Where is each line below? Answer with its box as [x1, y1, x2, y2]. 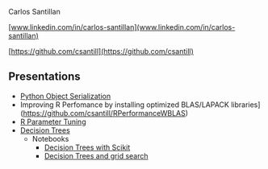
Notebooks [31, 134, 69, 143]
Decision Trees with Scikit [44, 142, 131, 152]
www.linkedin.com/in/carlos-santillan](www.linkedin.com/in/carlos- [10, 23, 236, 31]
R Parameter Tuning [19, 117, 86, 126]
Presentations [8, 70, 81, 84]
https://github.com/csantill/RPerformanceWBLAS [23, 108, 186, 117]
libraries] [231, 100, 261, 109]
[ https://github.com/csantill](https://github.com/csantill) [8, 47, 194, 56]
